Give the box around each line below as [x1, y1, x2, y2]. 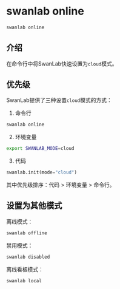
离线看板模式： [6, 265, 44, 273]
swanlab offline [6, 229, 47, 236]
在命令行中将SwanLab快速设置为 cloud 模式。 [6, 59, 118, 67]
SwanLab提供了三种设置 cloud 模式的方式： [6, 97, 112, 104]
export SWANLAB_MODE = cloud [6, 146, 75, 152]
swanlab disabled [6, 254, 50, 260]
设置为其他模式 [6, 200, 62, 211]
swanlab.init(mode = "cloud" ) [6, 169, 78, 175]
